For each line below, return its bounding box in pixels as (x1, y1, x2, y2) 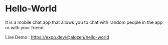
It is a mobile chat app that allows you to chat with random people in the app (5, 19, 163, 25)
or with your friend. (5, 24, 45, 30)
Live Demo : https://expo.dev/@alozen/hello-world (5, 34, 109, 40)
